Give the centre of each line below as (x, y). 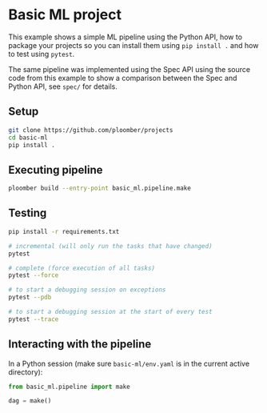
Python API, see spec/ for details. (63, 86)
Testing (28, 213)
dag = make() (30, 401)
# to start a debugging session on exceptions (87, 290)
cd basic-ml (28, 138)
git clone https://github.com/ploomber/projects (91, 130)
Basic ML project (65, 15)
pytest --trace (34, 319)
